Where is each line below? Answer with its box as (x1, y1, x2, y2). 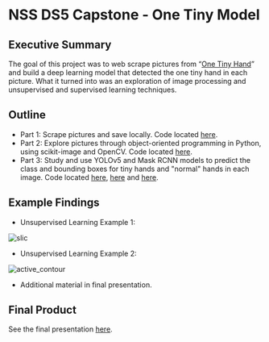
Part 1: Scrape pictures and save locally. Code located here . (19, 129, 218, 139)
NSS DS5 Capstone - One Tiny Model (8, 6, 260, 24)
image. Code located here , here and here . (19, 172, 159, 182)
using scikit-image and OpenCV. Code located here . (19, 147, 193, 156)
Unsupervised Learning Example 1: (19, 217, 135, 227)
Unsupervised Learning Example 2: (19, 248, 137, 258)
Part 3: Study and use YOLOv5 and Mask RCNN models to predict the (19, 155, 251, 165)
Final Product (8, 303, 77, 317)
